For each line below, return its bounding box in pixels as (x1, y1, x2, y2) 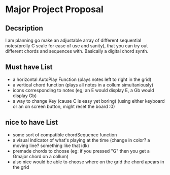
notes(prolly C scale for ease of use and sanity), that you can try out (5, 43, 148, 49)
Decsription (5, 24, 43, 33)
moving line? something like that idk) (12, 142, 90, 149)
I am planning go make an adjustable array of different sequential (5, 37, 142, 43)
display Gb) (12, 93, 37, 99)
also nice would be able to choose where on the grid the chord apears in (12, 159, 164, 165)
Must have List (5, 63, 53, 72)
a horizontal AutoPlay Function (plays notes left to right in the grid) (12, 76, 152, 82)
